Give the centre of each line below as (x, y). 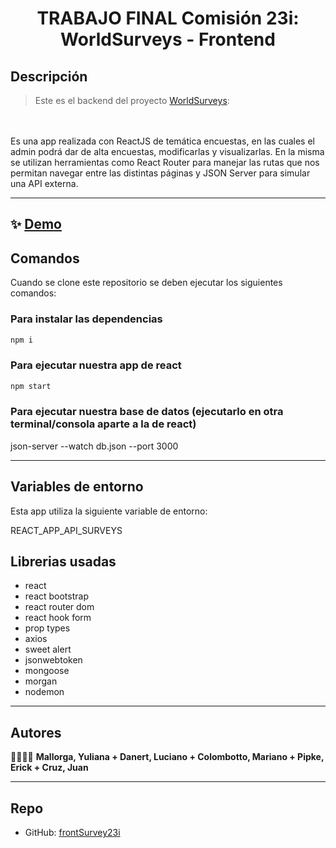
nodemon (44, 692)
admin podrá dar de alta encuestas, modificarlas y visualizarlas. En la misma (167, 151)
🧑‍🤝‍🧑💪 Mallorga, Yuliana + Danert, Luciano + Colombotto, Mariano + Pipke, (167, 757)
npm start (31, 386)
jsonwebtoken (53, 660)
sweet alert (48, 649)
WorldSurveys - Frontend (168, 39)
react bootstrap (56, 596)
